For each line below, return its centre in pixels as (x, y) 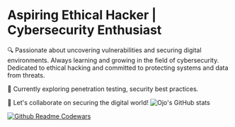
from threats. (26, 75)
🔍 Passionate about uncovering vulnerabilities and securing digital (104, 50)
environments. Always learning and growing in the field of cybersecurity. (113, 60)
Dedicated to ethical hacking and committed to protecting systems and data (118, 68)
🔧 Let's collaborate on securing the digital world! (78, 102)
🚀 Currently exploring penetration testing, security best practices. (103, 89)
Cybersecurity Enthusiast (85, 30)
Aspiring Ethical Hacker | (82, 15)
